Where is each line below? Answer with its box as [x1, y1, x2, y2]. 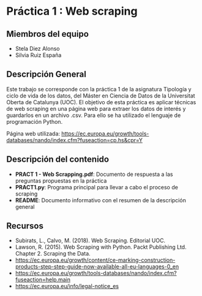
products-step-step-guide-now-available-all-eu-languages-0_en [15, 263, 179, 270]
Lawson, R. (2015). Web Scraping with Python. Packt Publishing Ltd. [15, 243, 187, 251]
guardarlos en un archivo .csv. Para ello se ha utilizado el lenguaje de [6, 112, 181, 119]
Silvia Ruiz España [15, 51, 62, 59]
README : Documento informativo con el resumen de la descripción [15, 196, 187, 203]
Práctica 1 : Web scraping [6, 4, 138, 18]
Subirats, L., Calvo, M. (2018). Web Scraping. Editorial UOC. [15, 237, 166, 245]
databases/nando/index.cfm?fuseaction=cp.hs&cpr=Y [6, 136, 143, 143]
